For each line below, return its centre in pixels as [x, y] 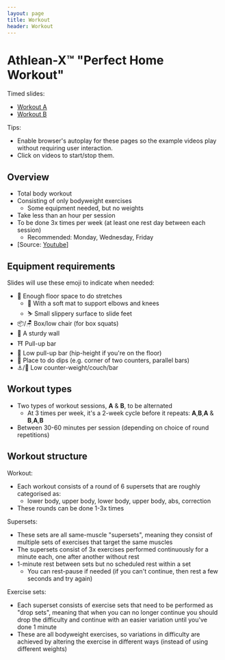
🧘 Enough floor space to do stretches [69, 296]
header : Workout [30, 26]
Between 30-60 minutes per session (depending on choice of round [113, 427]
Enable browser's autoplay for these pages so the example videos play [117, 141]
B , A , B [35, 420]
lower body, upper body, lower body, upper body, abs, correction [119, 501]
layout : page [26, 13]
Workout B [32, 115]
